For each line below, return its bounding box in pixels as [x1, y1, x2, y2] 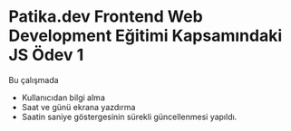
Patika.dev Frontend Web [8, 6, 203, 27]
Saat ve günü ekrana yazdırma [21, 101, 136, 112]
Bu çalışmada [8, 74, 60, 85]
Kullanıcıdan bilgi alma [21, 92, 105, 103]
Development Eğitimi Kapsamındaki [8, 25, 283, 46]
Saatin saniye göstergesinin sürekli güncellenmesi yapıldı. [21, 111, 238, 122]
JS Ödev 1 [8, 45, 84, 65]
